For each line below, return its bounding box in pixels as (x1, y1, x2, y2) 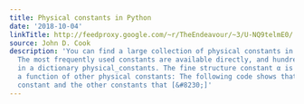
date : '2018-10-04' (9, 22, 83, 31)
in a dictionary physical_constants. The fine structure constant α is (17, 64, 294, 73)
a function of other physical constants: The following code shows (17, 72, 278, 81)
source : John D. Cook (9, 38, 91, 48)
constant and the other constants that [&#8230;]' (17, 80, 213, 90)
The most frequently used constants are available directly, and (17, 55, 270, 64)
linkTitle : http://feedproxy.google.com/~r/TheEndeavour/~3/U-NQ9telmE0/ (9, 30, 294, 39)
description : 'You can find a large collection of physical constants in (9, 47, 294, 56)
